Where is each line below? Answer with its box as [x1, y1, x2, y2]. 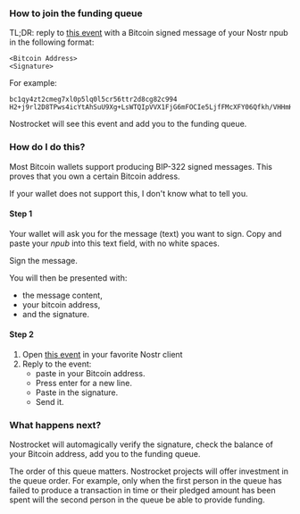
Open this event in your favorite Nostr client [21, 350, 183, 359]
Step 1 [9, 208, 33, 219]
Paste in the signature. [35, 387, 119, 398]
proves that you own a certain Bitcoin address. [9, 171, 180, 181]
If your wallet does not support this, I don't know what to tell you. [9, 188, 248, 198]
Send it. [35, 397, 64, 407]
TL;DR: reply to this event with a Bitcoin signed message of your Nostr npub [9, 28, 288, 38]
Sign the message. [9, 255, 78, 265]
